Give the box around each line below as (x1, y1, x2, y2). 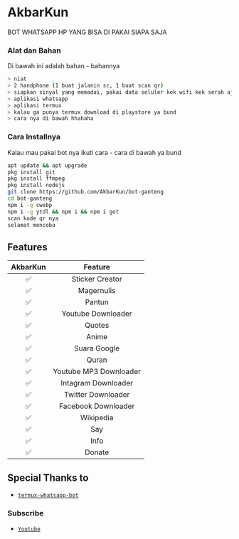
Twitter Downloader (63, 390, 130, 400)
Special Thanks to (7, 471, 89, 484)
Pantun (85, 297, 109, 307)
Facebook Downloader (59, 401, 135, 411)
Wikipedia (80, 413, 114, 423)
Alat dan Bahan (7, 46, 62, 55)
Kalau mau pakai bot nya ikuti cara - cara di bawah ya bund (7, 148, 181, 156)
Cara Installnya (7, 132, 60, 142)
